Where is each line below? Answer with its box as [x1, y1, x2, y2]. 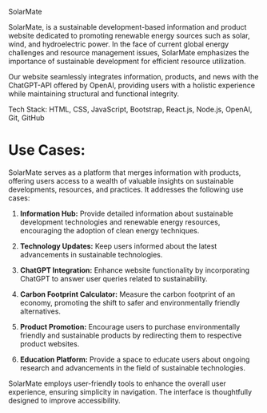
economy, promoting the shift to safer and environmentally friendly [19, 298, 241, 307]
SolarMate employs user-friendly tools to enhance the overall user [8, 379, 226, 388]
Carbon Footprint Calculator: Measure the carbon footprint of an [19, 289, 236, 299]
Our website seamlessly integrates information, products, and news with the [8, 72, 259, 81]
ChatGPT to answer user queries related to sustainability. [19, 273, 208, 283]
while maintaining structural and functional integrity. [8, 89, 180, 99]
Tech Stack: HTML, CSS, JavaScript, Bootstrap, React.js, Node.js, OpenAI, [8, 104, 253, 114]
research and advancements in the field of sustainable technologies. [19, 362, 246, 372]
